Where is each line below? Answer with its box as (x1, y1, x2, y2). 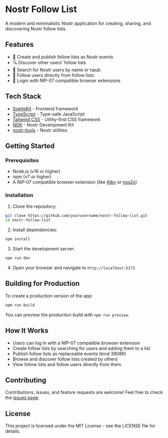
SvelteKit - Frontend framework (12, 105, 78, 112)
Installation (5, 192, 34, 199)
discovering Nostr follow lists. (5, 25, 67, 31)
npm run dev (5, 255, 30, 261)
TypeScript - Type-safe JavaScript (12, 111, 85, 117)
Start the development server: (12, 246, 75, 252)
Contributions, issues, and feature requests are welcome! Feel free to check (5, 389, 163, 396)
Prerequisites (5, 157, 39, 164)
